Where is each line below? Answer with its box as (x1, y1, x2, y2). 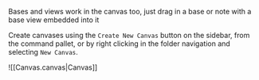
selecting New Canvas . (8, 48, 78, 56)
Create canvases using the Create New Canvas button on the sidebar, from (8, 31, 250, 40)
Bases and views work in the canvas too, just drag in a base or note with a (8, 7, 252, 16)
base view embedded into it (8, 15, 100, 25)
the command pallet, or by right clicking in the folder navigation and (8, 39, 231, 48)
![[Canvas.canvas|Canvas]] (8, 63, 98, 72)
